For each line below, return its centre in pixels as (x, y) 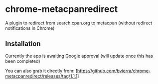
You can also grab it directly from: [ (41, 71)
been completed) (23, 61)
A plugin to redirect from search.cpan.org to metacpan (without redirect (79, 23)
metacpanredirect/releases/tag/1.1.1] (42, 76)
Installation (23, 44)
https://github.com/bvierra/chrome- (114, 71)
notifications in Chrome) (30, 28)
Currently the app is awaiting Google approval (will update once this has (79, 56)
